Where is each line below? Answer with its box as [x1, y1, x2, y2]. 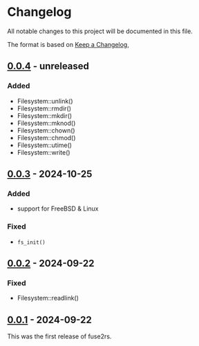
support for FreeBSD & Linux [17, 204, 99, 213]
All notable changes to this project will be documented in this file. [7, 27, 193, 35]
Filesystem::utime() [17, 141, 73, 149]
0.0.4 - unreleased [7, 60, 90, 73]
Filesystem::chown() [17, 126, 75, 135]
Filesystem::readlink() [17, 294, 79, 302]
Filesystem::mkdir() [17, 111, 73, 119]
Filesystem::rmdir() [17, 104, 71, 113]
